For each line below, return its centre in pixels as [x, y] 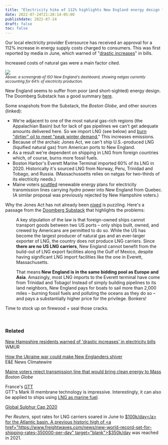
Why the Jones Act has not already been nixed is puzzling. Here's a [75, 205]
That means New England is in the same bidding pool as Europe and [87, 272]
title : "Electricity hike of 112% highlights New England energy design [82, 10]
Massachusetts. [32, 262]
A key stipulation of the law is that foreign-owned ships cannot [80, 220]
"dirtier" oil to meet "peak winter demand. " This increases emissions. [83, 137]
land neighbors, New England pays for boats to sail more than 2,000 [86, 288]
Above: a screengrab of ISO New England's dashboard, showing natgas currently [75, 77]
